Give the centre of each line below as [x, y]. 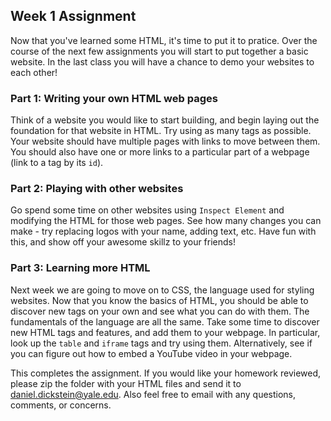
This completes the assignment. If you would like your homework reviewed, [166, 373]
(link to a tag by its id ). [57, 163]
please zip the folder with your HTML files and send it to [126, 383]
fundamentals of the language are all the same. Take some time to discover [165, 321]
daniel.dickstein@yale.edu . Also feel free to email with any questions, [153, 394]
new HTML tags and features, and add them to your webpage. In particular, [165, 332]
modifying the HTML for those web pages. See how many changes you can [166, 221]
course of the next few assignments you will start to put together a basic [159, 51]
